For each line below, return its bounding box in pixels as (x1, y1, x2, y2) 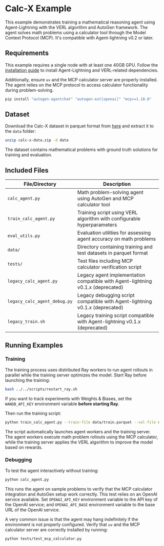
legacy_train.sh (7, 319, 45, 324)
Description (103, 181, 131, 188)
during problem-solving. (5, 87, 54, 93)
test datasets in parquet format (77, 249, 148, 256)
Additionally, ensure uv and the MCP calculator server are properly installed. (5, 76, 158, 82)
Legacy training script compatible (77, 312, 154, 319)
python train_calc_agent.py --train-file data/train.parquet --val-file (5, 420, 156, 424)
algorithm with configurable (77, 215, 141, 222)
